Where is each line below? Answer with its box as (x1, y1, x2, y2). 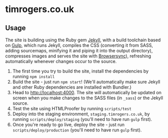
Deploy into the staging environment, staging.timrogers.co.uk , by (12, 111, 150, 117)
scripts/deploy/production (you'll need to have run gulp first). (12, 127, 142, 133)
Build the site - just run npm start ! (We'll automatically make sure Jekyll (12, 79, 160, 85)
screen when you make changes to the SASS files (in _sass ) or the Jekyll (12, 95, 163, 101)
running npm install (12, 74, 55, 79)
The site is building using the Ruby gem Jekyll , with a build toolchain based (5, 37, 161, 43)
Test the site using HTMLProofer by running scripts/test (12, 106, 132, 111)
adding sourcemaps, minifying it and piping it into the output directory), (5, 48, 153, 53)
